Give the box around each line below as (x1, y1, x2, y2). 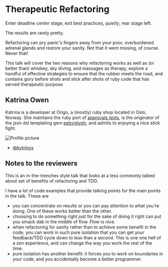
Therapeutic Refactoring (5, 4, 110, 15)
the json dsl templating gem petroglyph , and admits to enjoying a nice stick (5, 119, 160, 126)
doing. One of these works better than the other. (12, 208, 113, 214)
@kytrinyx (12, 145, 34, 151)
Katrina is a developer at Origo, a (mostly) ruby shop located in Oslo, (5, 109, 147, 115)
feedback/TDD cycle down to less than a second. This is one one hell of (12, 234, 161, 240)
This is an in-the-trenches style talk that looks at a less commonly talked (5, 172, 155, 179)
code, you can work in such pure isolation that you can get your (12, 229, 144, 235)
